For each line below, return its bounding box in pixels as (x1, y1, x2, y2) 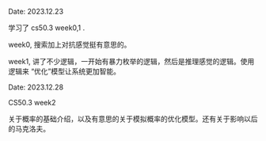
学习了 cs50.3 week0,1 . (8, 23, 85, 32)
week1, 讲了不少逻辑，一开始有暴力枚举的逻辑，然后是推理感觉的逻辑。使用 (8, 57, 255, 66)
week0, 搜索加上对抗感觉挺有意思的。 (8, 40, 131, 49)
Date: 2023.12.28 (8, 82, 64, 92)
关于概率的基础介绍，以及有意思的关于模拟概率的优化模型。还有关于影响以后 (8, 114, 258, 124)
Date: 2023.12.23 (8, 7, 64, 16)
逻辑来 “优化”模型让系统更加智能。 (8, 67, 121, 76)
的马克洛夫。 (8, 124, 50, 133)
